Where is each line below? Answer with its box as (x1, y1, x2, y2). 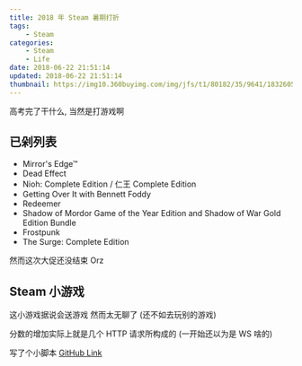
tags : (9, 22, 30, 30)
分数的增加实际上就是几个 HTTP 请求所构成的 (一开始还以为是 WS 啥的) (9, 328, 273, 339)
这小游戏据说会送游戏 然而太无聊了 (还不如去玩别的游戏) (9, 309, 218, 320)
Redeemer (22, 198, 61, 209)
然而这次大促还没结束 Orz (9, 255, 104, 266)
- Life (25, 55, 50, 64)
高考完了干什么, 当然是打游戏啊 (9, 105, 124, 117)
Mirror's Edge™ (22, 159, 78, 170)
